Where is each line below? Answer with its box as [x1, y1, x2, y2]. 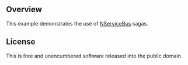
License [6, 37, 36, 47]
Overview [6, 5, 43, 15]
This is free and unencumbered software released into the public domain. [6, 52, 183, 59]
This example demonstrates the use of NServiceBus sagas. [6, 20, 149, 27]
